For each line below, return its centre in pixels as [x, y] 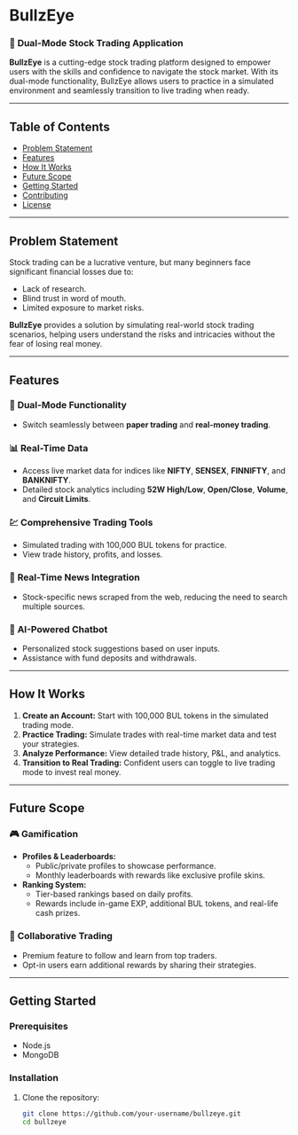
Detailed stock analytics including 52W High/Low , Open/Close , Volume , [155, 489]
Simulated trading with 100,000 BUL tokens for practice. [124, 545]
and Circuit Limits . [56, 499]
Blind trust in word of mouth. [74, 299]
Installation [34, 1078]
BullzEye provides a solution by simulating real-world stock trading [132, 325]
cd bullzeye [44, 1122]
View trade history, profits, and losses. [92, 554]
